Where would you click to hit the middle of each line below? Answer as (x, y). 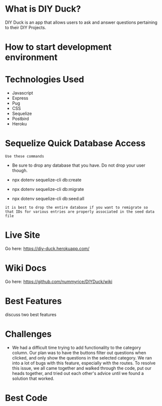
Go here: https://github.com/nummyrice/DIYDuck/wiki (59, 281)
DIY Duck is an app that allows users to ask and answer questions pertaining (81, 22)
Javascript (22, 93)
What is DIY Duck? (43, 9)
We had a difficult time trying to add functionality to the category (76, 347)
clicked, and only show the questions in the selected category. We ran (82, 358)
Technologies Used (45, 80)
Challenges (28, 334)
